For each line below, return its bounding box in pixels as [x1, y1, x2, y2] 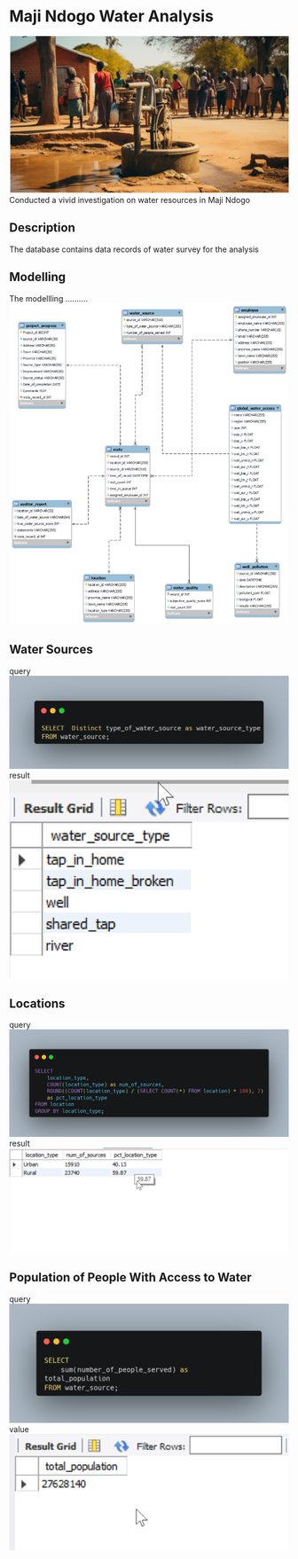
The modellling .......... [9, 293, 89, 303]
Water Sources [9, 642, 93, 657]
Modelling [9, 270, 67, 285]
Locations [9, 996, 66, 1011]
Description [9, 220, 75, 236]
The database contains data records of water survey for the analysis [9, 244, 259, 255]
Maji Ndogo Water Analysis [9, 6, 215, 27]
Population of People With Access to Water [9, 1270, 253, 1285]
